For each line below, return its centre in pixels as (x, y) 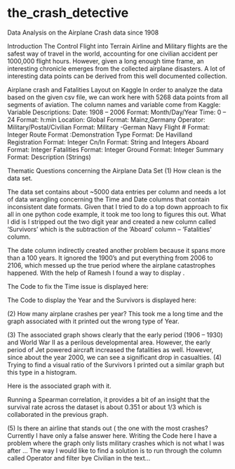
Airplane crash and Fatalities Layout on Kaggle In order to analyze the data (115, 89)
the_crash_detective (68, 13)
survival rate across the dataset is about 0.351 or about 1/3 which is (105, 407)
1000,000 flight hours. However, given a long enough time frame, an (106, 61)
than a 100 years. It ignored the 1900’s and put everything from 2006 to (110, 258)
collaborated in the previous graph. (58, 414)
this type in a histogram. (42, 372)
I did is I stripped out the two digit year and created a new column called (112, 221)
